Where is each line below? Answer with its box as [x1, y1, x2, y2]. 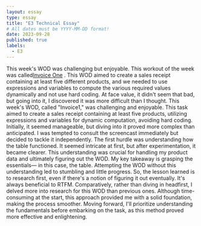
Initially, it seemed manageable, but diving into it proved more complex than [6, 122, 195, 130]
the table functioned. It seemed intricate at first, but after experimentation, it [6, 142, 196, 149]
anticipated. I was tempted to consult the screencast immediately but [6, 129, 179, 136]
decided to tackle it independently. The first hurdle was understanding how [6, 136, 194, 143]
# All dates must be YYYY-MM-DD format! [6, 25, 110, 32]
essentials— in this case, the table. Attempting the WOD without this [6, 161, 177, 168]
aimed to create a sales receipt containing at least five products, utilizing [6, 110, 188, 117]
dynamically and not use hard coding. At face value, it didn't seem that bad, [6, 90, 195, 98]
